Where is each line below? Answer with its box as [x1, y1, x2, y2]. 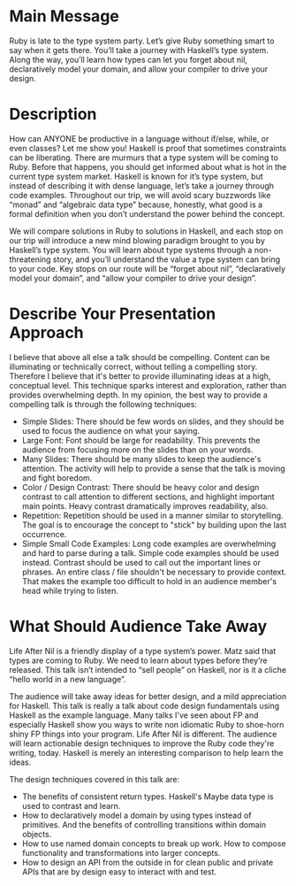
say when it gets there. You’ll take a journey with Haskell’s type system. [9, 44, 269, 55]
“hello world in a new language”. [9, 674, 126, 684]
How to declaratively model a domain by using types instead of [21, 810, 252, 821]
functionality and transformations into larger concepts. [21, 847, 221, 858]
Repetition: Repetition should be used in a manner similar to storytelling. [21, 510, 285, 520]
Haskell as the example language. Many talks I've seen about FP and [9, 710, 259, 720]
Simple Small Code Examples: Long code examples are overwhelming [21, 538, 277, 549]
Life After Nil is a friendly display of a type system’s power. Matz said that [9, 645, 277, 656]
